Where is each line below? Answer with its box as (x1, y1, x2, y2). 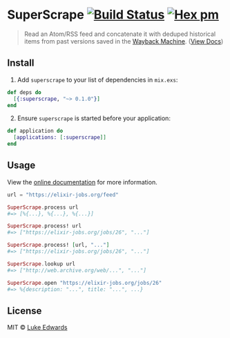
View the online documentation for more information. (7, 178, 157, 186)
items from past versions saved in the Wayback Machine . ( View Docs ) (23, 37, 224, 45)
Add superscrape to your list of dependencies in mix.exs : (17, 75, 178, 84)
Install (7, 57, 35, 69)
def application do (7, 128, 64, 135)
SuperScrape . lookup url (7, 260, 76, 267)
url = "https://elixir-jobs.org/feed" (7, 191, 119, 198)
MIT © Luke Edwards (7, 323, 68, 332)
